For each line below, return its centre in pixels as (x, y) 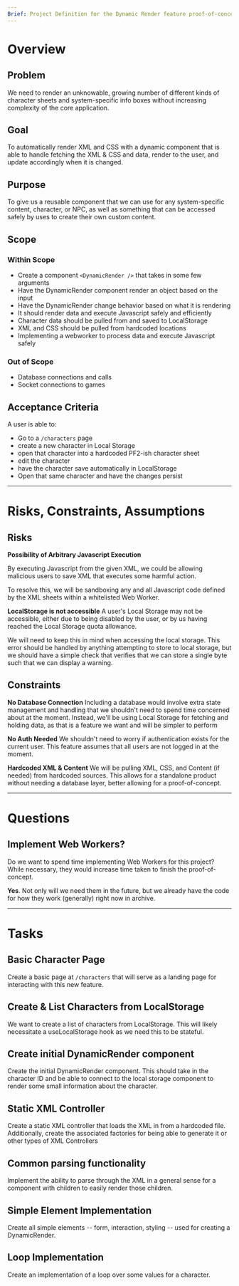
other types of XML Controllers (53, 1141)
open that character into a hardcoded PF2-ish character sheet (108, 454)
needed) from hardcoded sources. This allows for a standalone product (112, 775)
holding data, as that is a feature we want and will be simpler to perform (113, 725)
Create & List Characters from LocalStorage (106, 1007)
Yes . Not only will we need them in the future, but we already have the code (118, 890)
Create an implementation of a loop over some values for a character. (109, 1275)
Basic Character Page (56, 960)
